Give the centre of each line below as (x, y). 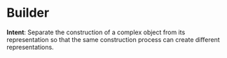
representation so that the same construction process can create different (113, 39)
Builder (28, 13)
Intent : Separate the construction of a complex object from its (96, 32)
